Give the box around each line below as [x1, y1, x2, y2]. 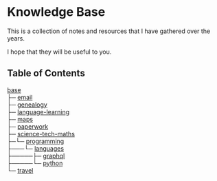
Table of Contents [7, 67, 86, 79]
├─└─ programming [7, 137, 65, 145]
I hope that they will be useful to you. [7, 47, 112, 56]
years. [7, 34, 25, 42]
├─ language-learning [7, 107, 70, 116]
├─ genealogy [7, 100, 48, 109]
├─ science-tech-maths [7, 129, 76, 138]
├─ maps [7, 115, 33, 123]
